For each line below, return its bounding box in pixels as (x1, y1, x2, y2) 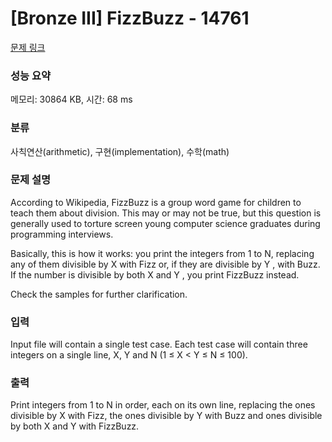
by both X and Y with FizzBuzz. (10, 420, 140, 432)
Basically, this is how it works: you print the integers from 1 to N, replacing (10, 247, 315, 259)
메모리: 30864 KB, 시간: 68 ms (10, 93, 133, 106)
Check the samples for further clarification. (10, 288, 188, 300)
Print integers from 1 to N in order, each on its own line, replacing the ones (10, 399, 316, 411)
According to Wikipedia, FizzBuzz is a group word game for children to (10, 196, 302, 208)
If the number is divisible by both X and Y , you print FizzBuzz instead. (10, 268, 300, 281)
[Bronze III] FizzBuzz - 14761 (10, 7, 250, 30)
